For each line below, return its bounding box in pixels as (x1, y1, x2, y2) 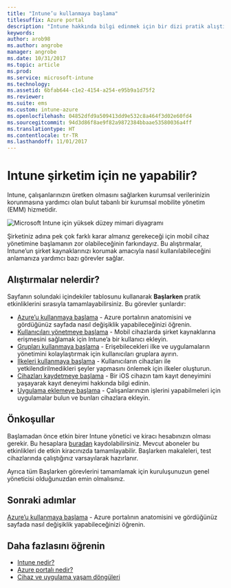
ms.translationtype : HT (7, 125, 76, 132)
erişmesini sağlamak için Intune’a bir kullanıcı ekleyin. (16, 335, 168, 343)
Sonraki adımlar (7, 494, 76, 507)
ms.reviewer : (7, 94, 45, 101)
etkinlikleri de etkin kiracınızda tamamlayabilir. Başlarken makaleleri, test (7, 446, 212, 455)
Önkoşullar (7, 414, 55, 425)
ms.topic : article (7, 61, 60, 68)
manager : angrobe (7, 49, 57, 56)
